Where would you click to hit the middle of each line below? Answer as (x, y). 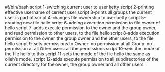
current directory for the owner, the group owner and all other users (74, 64)
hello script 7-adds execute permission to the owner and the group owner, (81, 28)
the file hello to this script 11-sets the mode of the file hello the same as (78, 54)
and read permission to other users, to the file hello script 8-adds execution (82, 33)
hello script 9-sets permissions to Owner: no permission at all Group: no (79, 43)
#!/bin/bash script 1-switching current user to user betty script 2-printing (80, 7)
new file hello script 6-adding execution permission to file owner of (91, 23)
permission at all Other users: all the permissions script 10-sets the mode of (82, 49)
